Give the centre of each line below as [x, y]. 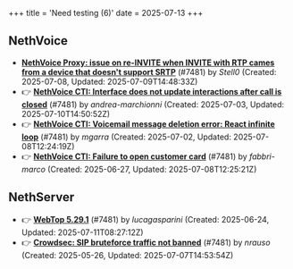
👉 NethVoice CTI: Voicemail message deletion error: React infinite [148, 123]
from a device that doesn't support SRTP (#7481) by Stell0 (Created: [149, 71]
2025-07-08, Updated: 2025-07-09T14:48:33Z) [109, 81]
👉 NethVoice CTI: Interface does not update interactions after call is [151, 91]
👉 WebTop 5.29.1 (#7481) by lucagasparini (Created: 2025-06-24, [145, 219]
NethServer [42, 197]
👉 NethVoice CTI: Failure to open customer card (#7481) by [134, 156]
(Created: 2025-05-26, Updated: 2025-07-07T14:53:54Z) [127, 255]
